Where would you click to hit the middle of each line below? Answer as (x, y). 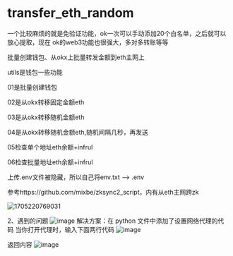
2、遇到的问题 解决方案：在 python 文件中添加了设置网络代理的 (113, 221)
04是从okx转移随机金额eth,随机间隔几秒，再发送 (78, 132)
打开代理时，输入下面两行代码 (71, 229)
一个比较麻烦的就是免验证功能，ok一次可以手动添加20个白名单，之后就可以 (117, 33)
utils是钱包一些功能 (35, 72)
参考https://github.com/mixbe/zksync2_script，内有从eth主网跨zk (103, 192)
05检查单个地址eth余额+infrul (50, 147)
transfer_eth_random (71, 13)
